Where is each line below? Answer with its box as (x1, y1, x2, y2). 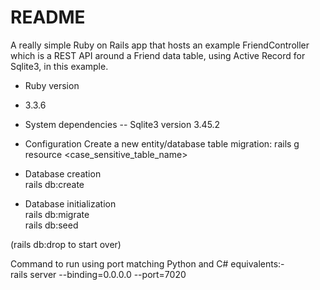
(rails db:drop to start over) (10, 238, 122, 250)
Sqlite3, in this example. (10, 60, 109, 72)
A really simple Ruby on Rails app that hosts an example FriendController (10, 39, 310, 51)
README (10, 6, 86, 29)
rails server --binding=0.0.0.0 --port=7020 (10, 268, 187, 280)
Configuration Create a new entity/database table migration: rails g (24, 137, 300, 150)
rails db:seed (24, 219, 79, 231)
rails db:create (24, 178, 85, 190)
